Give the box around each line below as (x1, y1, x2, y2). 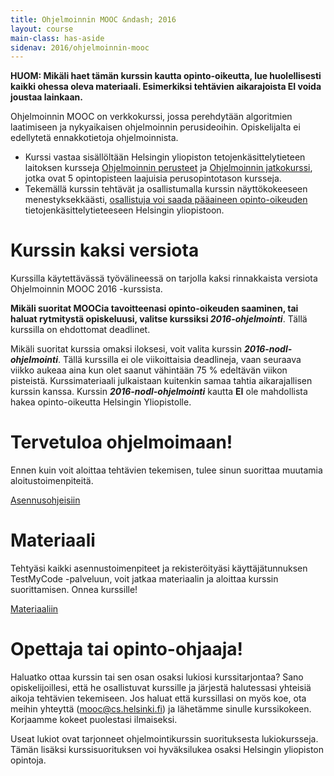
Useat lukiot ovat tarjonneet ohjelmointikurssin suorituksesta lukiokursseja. (10, 733, 319, 745)
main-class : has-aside (10, 33, 105, 43)
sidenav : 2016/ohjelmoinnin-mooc (10, 42, 150, 53)
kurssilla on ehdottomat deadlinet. (10, 324, 151, 336)
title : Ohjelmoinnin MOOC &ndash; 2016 (10, 14, 177, 25)
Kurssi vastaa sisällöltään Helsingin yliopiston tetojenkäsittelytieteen (24, 151, 306, 163)
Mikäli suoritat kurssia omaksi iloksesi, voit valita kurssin (10, 343, 242, 355)
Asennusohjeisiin (10, 494, 81, 506)
